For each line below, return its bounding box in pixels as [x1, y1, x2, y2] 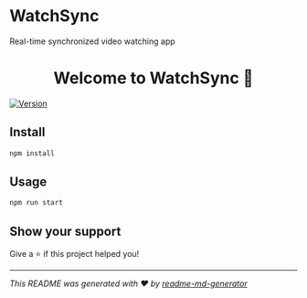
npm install [9, 148, 55, 158]
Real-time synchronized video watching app [9, 36, 175, 47]
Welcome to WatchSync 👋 [53, 68, 254, 89]
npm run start [9, 198, 64, 208]
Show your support [9, 223, 122, 239]
